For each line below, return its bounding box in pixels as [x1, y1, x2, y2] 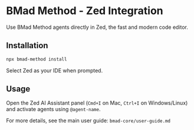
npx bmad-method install [6, 56, 67, 62]
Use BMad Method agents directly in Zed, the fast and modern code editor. [6, 24, 189, 31]
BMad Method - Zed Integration [6, 4, 163, 18]
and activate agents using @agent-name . [6, 106, 101, 113]
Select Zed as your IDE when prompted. [6, 66, 103, 74]
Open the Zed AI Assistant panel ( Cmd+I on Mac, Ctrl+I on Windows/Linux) [6, 99, 188, 106]
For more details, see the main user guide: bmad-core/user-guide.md [6, 117, 171, 124]
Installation [6, 41, 48, 51]
